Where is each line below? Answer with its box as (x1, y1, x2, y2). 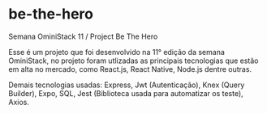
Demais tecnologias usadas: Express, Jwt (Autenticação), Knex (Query (8, 80, 245, 90)
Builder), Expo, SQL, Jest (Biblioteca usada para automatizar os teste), (8, 88, 243, 98)
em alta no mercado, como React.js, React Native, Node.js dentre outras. (8, 64, 252, 73)
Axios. (8, 97, 30, 107)
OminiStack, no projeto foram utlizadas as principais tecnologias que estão (8, 56, 259, 65)
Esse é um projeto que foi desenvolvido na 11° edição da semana (8, 47, 226, 56)
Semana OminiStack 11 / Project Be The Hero (8, 31, 158, 41)
